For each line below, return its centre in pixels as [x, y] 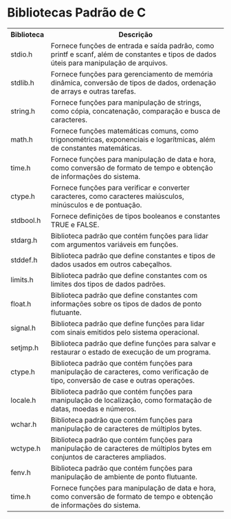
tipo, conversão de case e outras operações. [122, 380]
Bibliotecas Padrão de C [77, 13]
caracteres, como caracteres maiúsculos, [117, 196]
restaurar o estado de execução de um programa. [131, 352]
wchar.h [24, 424]
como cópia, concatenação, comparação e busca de [135, 111]
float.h [21, 304]
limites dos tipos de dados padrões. [108, 284]
